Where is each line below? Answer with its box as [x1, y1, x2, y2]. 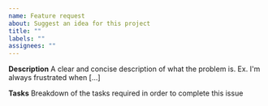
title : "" [8, 27, 42, 35]
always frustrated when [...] [8, 73, 101, 83]
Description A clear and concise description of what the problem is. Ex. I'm [8, 64, 261, 74]
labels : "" [8, 34, 45, 43]
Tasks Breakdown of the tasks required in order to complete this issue [8, 88, 244, 98]
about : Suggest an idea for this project [8, 19, 151, 28]
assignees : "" [8, 42, 57, 50]
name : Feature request [8, 11, 85, 20]
